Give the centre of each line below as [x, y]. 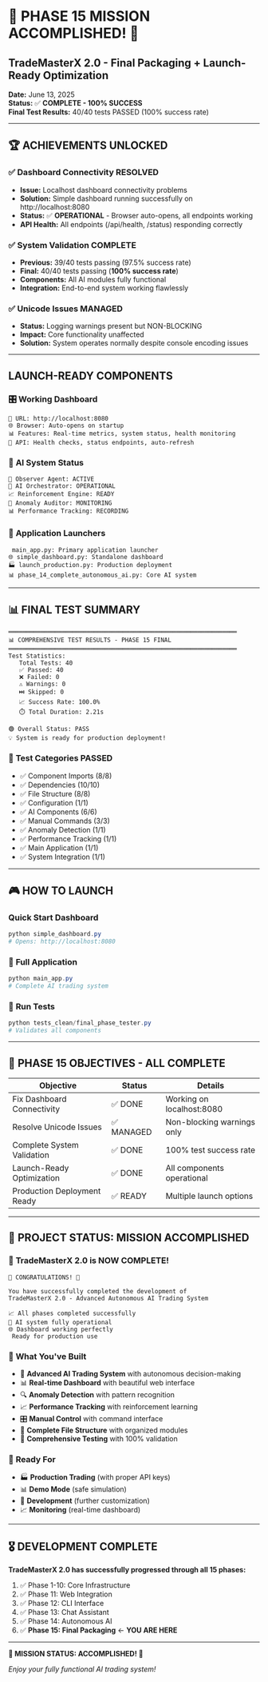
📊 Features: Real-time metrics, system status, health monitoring [122, 433]
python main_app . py [41, 979]
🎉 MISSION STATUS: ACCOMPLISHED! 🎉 [76, 1654]
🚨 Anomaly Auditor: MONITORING [60, 503]
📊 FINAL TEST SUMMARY [75, 610]
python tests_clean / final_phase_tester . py [80, 1023]
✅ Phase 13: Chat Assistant [64, 1612]
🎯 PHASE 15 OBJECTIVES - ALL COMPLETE [117, 1063]
